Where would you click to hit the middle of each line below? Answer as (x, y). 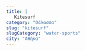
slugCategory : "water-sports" (44, 33)
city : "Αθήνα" (24, 39)
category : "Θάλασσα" (32, 22)
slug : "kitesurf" (28, 28)
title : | (17, 11)
